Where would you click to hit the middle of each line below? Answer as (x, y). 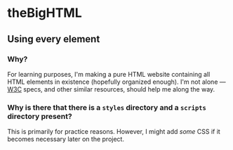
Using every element (54, 39)
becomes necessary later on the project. (66, 139)
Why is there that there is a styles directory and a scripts (107, 107)
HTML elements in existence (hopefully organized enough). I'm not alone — (116, 82)
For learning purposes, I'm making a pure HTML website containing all (109, 74)
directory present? (40, 116)
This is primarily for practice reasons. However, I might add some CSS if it (114, 132)
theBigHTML (45, 13)
